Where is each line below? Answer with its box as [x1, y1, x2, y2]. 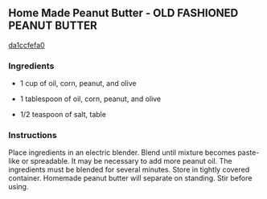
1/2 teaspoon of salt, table [19, 110, 107, 120]
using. [8, 182, 29, 192]
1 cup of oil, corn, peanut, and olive [19, 79, 137, 88]
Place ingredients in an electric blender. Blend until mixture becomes [8, 148, 236, 157]
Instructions [8, 130, 58, 141]
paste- [236, 148, 260, 157]
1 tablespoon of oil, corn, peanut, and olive [19, 94, 162, 104]
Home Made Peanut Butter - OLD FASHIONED [8, 6, 239, 20]
